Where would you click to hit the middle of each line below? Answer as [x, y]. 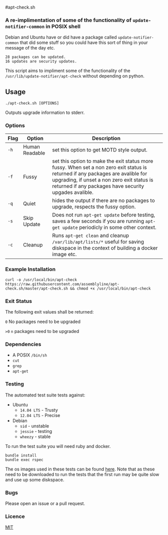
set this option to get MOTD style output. [100, 150]
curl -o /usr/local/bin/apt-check [41, 279]
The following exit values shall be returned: [49, 312]
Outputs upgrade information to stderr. [45, 112]
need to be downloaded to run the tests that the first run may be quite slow [82, 474]
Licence [15, 516]
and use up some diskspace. [35, 479]
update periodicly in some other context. [109, 227]
